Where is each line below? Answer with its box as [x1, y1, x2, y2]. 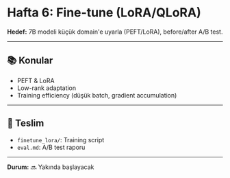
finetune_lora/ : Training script [16, 135, 105, 144]
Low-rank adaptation [16, 84, 77, 92]
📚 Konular [7, 55, 53, 67]
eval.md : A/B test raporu [16, 143, 86, 151]
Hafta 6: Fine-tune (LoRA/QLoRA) [7, 5, 201, 21]
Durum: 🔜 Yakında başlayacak [7, 163, 94, 171]
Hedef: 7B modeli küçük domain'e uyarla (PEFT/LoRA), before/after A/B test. [7, 27, 223, 36]
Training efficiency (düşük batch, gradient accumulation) [16, 91, 177, 99]
